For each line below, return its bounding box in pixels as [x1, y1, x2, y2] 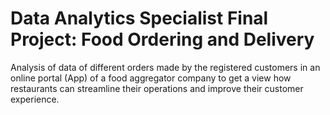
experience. [10, 93, 60, 105]
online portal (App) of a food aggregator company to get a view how [10, 72, 292, 84]
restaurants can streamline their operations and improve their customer [10, 82, 304, 94]
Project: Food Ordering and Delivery [10, 28, 315, 51]
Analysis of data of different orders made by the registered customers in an [10, 61, 321, 73]
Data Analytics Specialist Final [10, 7, 269, 30]
